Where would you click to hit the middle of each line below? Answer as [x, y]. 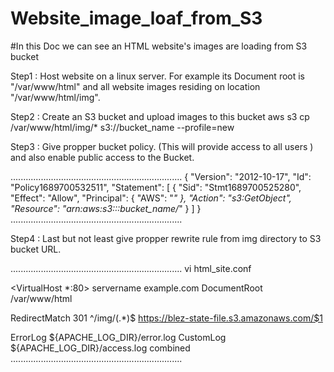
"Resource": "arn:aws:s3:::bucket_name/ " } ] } [106, 208]
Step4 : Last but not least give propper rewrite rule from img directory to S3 [166, 238]
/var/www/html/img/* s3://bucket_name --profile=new [122, 127]
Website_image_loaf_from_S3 [136, 18]
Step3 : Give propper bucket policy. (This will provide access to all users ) [162, 146]
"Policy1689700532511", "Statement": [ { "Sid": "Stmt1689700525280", [156, 187]
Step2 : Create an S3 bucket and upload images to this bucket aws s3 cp [160, 116]
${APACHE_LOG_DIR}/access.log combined [100, 348]
